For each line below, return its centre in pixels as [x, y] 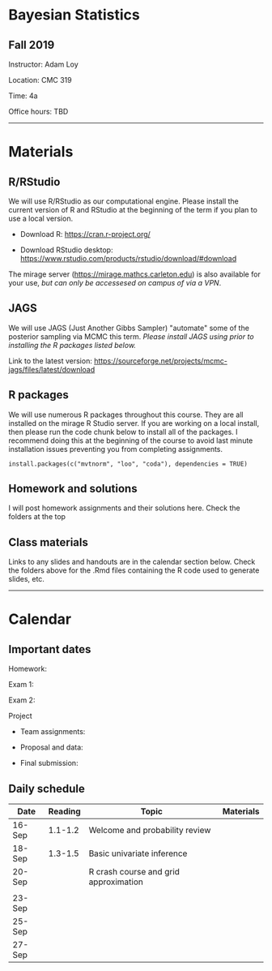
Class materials [49, 542]
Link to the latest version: [51, 361]
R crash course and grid [134, 872]
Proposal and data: [51, 747]
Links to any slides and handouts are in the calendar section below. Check [132, 562]
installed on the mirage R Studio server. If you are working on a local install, [134, 423]
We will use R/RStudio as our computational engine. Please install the [123, 201]
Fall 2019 [32, 45]
